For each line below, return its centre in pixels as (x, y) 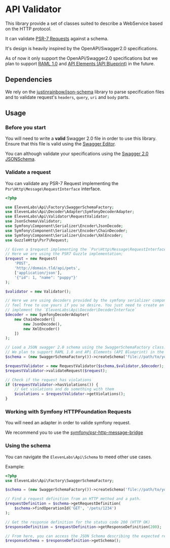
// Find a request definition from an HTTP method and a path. (73, 499)
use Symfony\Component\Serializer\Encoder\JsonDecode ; (64, 226)
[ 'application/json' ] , (38, 273)
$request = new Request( (31, 259)
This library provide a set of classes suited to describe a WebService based (84, 23)
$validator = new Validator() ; (38, 291)
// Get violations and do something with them (64, 389)
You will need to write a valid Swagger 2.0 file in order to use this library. (81, 138)
